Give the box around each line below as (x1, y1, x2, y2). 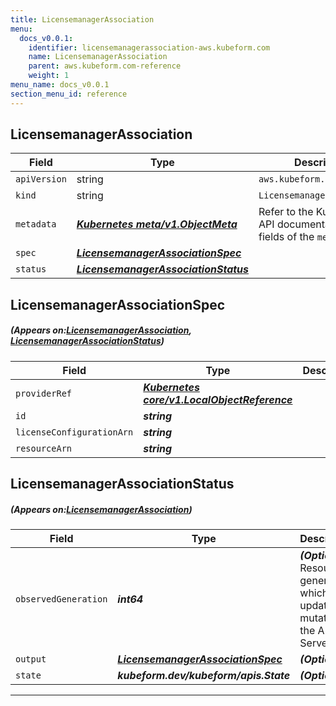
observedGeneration (15, 594, 108, 605)
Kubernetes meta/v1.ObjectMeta (76, 217, 238, 231)
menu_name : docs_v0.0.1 (10, 80, 110, 90)
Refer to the (258, 205, 314, 219)
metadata (15, 219, 57, 230)
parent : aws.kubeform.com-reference (28, 61, 182, 71)
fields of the (258, 230, 315, 244)
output (15, 654, 47, 665)
